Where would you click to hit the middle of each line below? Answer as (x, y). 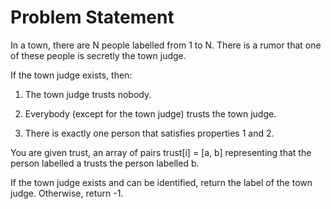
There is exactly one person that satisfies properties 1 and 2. (149, 133)
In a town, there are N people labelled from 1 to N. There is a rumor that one (166, 45)
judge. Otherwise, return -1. (67, 193)
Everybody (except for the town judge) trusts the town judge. (150, 113)
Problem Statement (92, 17)
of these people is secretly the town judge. (98, 55)
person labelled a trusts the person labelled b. (105, 163)
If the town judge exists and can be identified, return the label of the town (161, 182)
